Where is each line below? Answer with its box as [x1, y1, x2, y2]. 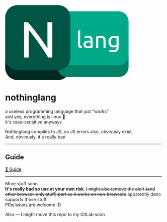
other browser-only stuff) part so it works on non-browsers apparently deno [5, 191, 161, 197]
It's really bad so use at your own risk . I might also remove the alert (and [5, 186, 155, 192]
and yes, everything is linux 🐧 [5, 113, 66, 119]
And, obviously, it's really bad [5, 134, 66, 140]
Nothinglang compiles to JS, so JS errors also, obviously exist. [5, 128, 133, 134]
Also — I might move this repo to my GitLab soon [5, 211, 105, 217]
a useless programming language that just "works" [5, 108, 109, 114]
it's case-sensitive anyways [5, 119, 62, 125]
